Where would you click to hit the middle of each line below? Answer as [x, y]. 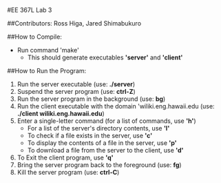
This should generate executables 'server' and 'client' [105, 57]
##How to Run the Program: [47, 71]
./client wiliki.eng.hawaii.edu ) [61, 114]
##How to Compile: [34, 37]
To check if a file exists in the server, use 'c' [90, 135]
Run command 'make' [48, 50]
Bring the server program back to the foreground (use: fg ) [99, 165]
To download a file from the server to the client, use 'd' [105, 150]
